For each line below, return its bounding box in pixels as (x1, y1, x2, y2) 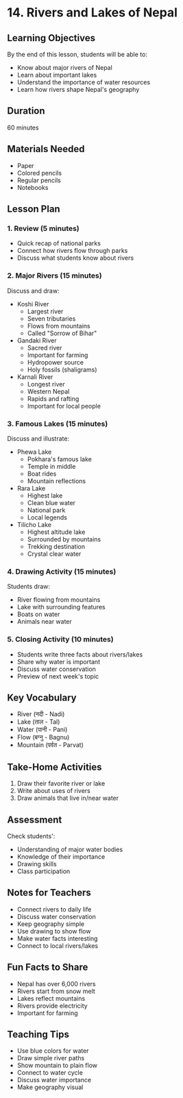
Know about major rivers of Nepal (16, 64, 113, 71)
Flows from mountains (27, 321, 90, 330)
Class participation (16, 867, 71, 875)
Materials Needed (7, 143, 85, 155)
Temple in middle (27, 462, 76, 470)
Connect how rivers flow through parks (16, 247, 128, 255)
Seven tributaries (27, 314, 76, 323)
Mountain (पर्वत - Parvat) (16, 741, 84, 749)
